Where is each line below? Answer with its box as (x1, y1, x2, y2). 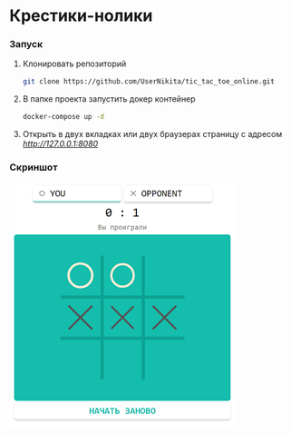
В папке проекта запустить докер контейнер (22, 94, 197, 104)
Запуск (9, 38, 44, 51)
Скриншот (9, 161, 58, 173)
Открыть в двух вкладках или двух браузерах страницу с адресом (22, 129, 283, 140)
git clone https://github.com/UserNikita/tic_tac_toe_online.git (22, 77, 275, 86)
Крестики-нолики (9, 5, 153, 26)
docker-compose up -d (22, 113, 104, 122)
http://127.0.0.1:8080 (22, 138, 99, 150)
